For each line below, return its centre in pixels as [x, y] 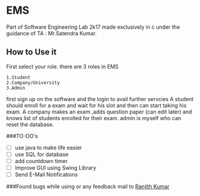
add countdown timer [41, 161]
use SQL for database [41, 154]
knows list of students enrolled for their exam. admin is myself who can [94, 118]
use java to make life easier [48, 148]
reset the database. [30, 124]
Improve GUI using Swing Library [56, 167]
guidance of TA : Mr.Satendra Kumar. [52, 33]
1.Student [19, 77]
